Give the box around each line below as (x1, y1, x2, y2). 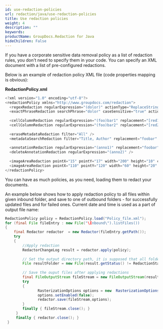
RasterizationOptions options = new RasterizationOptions (37, 288, 160, 293)
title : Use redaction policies (5, 16, 68, 21)
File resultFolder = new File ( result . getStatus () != (22, 261, 131, 266)
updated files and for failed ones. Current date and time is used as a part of (5, 201, 156, 207)
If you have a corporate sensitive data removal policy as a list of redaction (5, 52, 153, 58)
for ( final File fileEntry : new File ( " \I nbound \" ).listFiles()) (5, 220, 140, 226)
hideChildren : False (5, 39, 47, 44)
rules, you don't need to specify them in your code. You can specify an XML (5, 57, 157, 63)
